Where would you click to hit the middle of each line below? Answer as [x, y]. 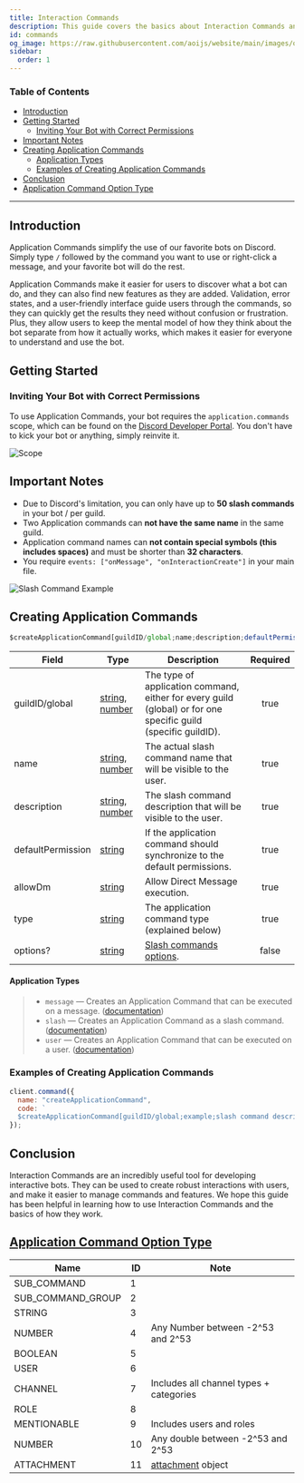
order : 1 [34, 60]
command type [177, 919]
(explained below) [183, 931]
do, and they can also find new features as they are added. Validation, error [150, 294]
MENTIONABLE [47, 1423]
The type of [169, 675]
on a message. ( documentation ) [104, 1010]
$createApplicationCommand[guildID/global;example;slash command [143, 1117]
